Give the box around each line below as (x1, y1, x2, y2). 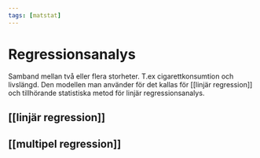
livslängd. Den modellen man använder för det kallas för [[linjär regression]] (8, 79, 253, 89)
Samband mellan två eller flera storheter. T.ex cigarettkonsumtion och (8, 72, 234, 81)
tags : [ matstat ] (8, 11, 61, 20)
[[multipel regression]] (8, 138, 122, 151)
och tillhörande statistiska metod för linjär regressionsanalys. (8, 88, 205, 97)
